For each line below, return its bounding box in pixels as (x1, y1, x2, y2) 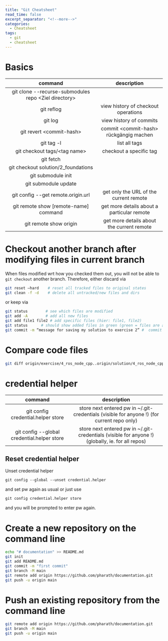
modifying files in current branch (5, 254, 145, 265)
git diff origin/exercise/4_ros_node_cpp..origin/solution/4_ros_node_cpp (5, 361, 164, 366)
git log (43, 117, 58, 124)
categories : (5, 21, 30, 27)
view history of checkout (100, 102, 159, 109)
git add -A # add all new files (5, 313, 88, 318)
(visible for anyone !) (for (100, 411, 159, 418)
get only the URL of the (102, 188, 157, 195)
